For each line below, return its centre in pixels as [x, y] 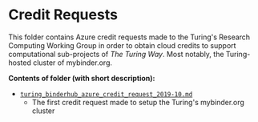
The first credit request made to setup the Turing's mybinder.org [138, 102]
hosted [20, 63]
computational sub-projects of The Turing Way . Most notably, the [116, 54]
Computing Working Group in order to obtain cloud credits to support [122, 45]
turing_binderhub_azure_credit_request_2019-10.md [106, 94]
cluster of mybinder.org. [73, 63]
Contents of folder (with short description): [82, 78]
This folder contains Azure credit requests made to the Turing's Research [129, 37]
